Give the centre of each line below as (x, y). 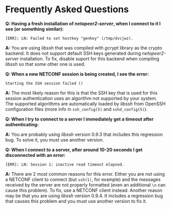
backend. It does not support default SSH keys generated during (73, 53)
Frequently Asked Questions (67, 9)
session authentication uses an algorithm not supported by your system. (81, 98)
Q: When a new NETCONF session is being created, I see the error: (77, 74)
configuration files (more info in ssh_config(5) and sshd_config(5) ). (77, 109)
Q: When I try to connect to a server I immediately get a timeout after (80, 119)
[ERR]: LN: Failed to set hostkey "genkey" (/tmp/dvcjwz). (69, 38)
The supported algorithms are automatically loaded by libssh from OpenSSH (86, 104)
